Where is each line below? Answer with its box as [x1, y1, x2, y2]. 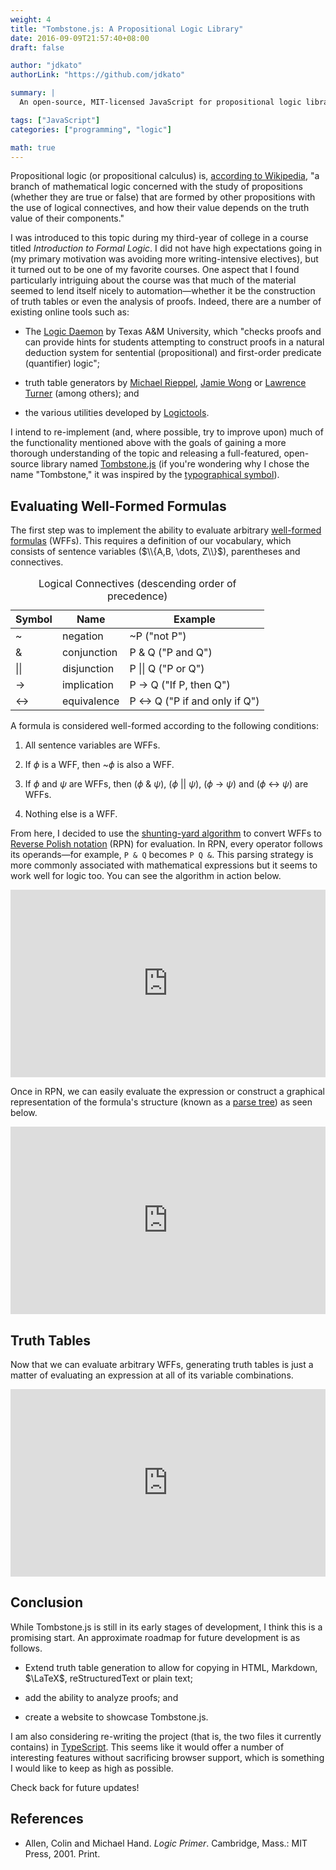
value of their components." [10, 212, 125, 225]
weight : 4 [10, 14, 52, 25]
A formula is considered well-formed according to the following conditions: [10, 720, 319, 732]
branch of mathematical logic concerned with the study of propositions [10, 181, 303, 193]
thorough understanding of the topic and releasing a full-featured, [10, 447, 282, 460]
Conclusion [10, 1594, 84, 1611]
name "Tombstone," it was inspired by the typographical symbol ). [10, 469, 280, 481]
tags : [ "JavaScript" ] [10, 115, 101, 125]
